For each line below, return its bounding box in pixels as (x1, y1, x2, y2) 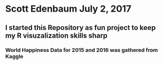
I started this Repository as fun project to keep (5, 23, 156, 32)
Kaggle (5, 53, 24, 60)
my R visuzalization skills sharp (5, 31, 108, 40)
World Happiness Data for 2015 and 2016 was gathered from (5, 46, 158, 53)
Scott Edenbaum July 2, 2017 (5, 3, 132, 15)
